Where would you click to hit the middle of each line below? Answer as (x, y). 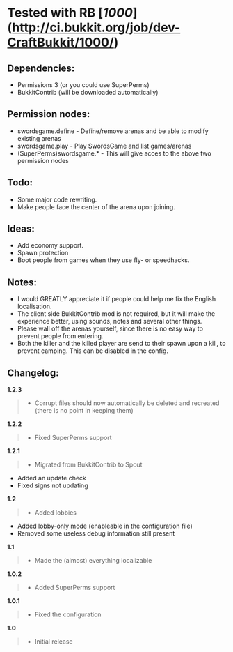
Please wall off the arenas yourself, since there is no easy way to (110, 328)
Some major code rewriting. (57, 199)
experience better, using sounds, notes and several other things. (110, 321)
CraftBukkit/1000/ (61, 43)
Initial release (54, 642)
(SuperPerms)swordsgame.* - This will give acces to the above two (114, 153)
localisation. (34, 306)
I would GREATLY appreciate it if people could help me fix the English (116, 299)
